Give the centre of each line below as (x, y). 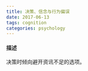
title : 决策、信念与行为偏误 (38, 12)
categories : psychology (36, 28)
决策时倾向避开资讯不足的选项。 (45, 62)
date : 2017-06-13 (28, 17)
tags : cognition (26, 22)
